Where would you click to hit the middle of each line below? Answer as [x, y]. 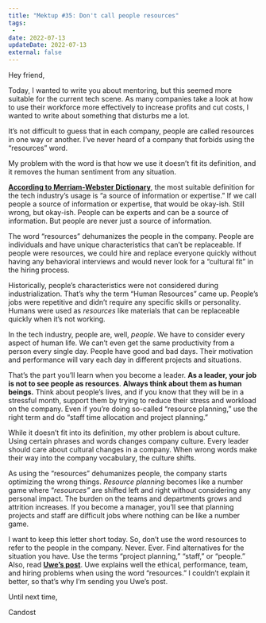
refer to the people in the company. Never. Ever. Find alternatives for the [126, 548]
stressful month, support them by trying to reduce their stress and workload [132, 400]
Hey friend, [27, 75]
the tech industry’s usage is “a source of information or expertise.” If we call [132, 196]
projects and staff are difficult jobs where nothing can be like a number [124, 515]
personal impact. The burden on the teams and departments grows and [125, 498]
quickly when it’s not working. [57, 319]
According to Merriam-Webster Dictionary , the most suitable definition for [131, 187]
